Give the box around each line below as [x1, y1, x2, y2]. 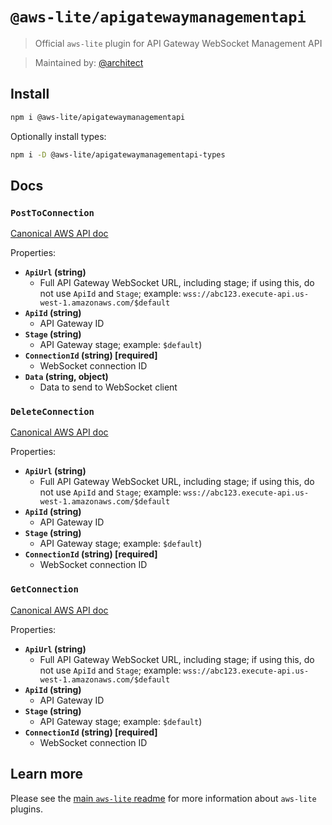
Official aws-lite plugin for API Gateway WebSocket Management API [34, 37, 323, 49]
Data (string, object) [24, 371, 109, 383]
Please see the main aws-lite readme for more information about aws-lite [10, 792, 317, 804]
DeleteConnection [10, 406, 95, 418]
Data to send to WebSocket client [39, 381, 178, 393]
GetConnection [10, 584, 79, 595]
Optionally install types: [10, 130, 107, 142]
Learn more [10, 766, 84, 783]
